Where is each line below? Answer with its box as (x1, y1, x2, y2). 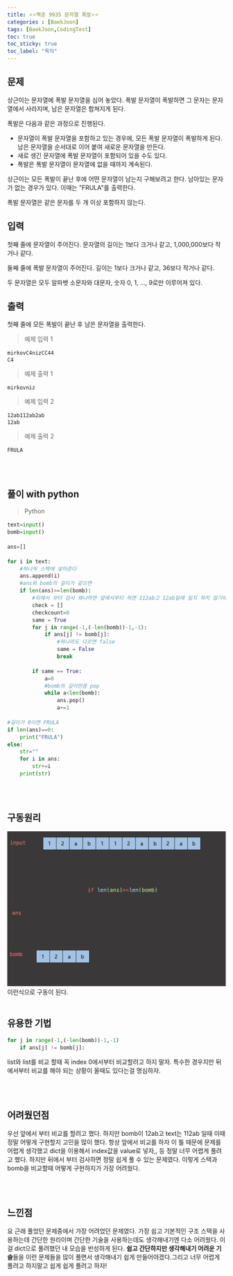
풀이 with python (7, 488, 80, 500)
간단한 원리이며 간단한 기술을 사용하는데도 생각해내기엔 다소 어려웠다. (31, 1235, 218, 1243)
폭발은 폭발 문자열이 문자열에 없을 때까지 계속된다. (17, 160, 153, 168)
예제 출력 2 (24, 432, 54, 441)
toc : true (7, 33, 36, 40)
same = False (56, 646, 95, 653)
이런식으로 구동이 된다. (7, 987, 69, 996)
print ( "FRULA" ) (19, 733, 64, 740)
